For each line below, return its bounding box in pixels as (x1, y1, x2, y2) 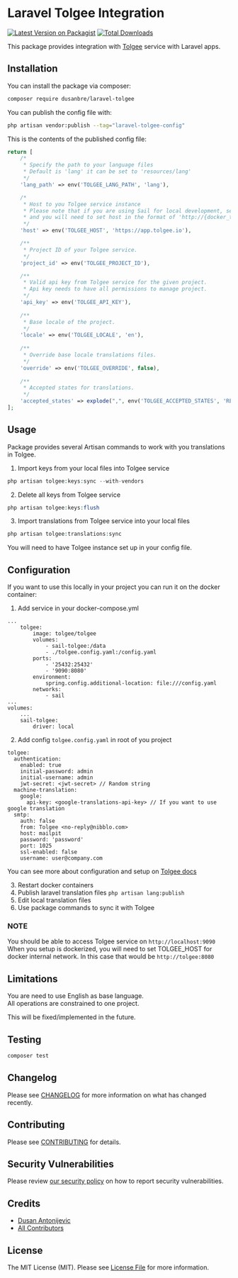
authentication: (13, 756, 62, 763)
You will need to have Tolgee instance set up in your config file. (7, 544, 193, 552)
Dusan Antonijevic (17, 1216, 71, 1225)
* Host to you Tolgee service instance (23, 201, 141, 208)
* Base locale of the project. (23, 318, 115, 325)
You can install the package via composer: (7, 82, 131, 90)
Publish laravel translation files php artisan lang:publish (17, 888, 185, 897)
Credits (7, 1197, 41, 1209)
